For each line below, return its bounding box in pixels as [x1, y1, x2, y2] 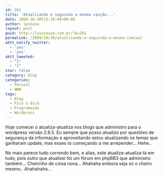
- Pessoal [10, 82, 30, 87]
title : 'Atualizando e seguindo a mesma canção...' [5, 12, 116, 17]
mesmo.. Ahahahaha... [5, 165, 52, 171]
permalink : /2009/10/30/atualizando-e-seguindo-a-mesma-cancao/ [5, 36, 143, 41]
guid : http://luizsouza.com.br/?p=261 [5, 31, 87, 36]
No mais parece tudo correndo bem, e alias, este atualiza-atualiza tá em [5, 149, 154, 156]
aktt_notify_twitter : [5, 40, 51, 45]
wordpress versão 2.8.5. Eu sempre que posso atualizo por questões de [5, 129, 154, 135]
